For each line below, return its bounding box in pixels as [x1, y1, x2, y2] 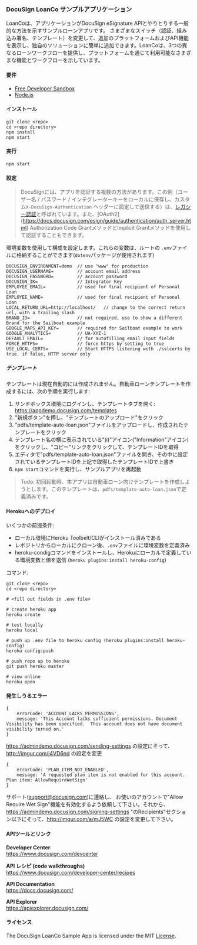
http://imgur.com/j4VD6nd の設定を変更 [6, 750, 102, 757]
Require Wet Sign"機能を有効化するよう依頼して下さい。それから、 [6, 801, 169, 808]
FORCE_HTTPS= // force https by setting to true [6, 341, 165, 347]
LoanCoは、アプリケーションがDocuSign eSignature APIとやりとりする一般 [6, 19, 189, 27]
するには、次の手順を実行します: [11, 388, 91, 395]
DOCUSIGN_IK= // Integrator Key [6, 279, 122, 285]
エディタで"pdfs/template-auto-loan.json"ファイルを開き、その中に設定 [14, 451, 188, 458]
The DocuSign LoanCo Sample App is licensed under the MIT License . [6, 932, 176, 939]
